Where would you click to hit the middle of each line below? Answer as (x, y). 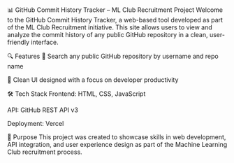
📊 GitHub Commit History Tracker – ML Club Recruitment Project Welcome (115, 10)
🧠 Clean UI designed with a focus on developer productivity (93, 80)
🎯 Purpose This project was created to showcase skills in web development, (117, 137)
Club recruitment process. (45, 152)
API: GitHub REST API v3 (43, 110)
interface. (45, 42)
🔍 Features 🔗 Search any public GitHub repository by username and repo (113, 56)
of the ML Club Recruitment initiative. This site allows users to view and (110, 27)
